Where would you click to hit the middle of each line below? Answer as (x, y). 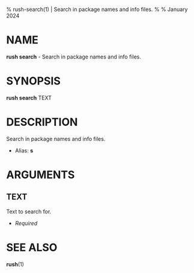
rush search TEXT (29, 98)
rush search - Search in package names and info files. (74, 57)
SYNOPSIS (34, 81)
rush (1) (15, 264)
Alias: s (24, 150)
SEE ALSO (32, 248)
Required (26, 223)
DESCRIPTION (42, 122)
